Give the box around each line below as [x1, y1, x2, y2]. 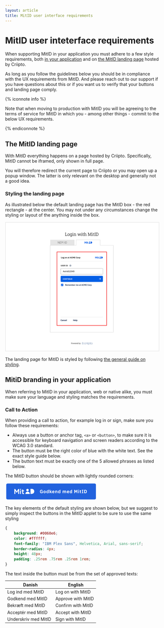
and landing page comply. [5, 86, 58, 93]
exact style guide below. [12, 453, 61, 459]
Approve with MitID [55, 596, 94, 601]
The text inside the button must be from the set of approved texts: [5, 571, 138, 577]
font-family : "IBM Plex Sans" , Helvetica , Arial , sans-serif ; [14, 541, 143, 546]
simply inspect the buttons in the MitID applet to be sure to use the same [5, 511, 152, 517]
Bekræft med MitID [7, 602, 46, 608]
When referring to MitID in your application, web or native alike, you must [5, 388, 153, 395]
